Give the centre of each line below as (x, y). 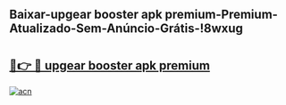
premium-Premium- (222, 15)
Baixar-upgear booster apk (86, 15)
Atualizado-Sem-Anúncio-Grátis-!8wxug (126, 29)
